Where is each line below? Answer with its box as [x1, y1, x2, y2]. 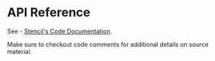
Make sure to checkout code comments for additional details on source [7, 40, 209, 48]
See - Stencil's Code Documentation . [7, 27, 112, 35]
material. [7, 47, 32, 56]
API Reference [7, 5, 91, 20]
